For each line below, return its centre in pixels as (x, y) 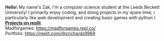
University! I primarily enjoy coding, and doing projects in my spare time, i (80, 12)
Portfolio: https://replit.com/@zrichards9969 (50, 33)
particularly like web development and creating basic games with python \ (80, 18)
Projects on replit (23, 23)
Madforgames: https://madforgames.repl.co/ (50, 28)
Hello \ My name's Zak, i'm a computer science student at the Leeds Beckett (82, 7)
